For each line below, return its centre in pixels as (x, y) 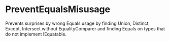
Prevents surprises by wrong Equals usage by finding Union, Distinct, (78, 23)
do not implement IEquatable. (36, 34)
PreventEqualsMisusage (58, 9)
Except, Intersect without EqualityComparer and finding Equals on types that (85, 28)
